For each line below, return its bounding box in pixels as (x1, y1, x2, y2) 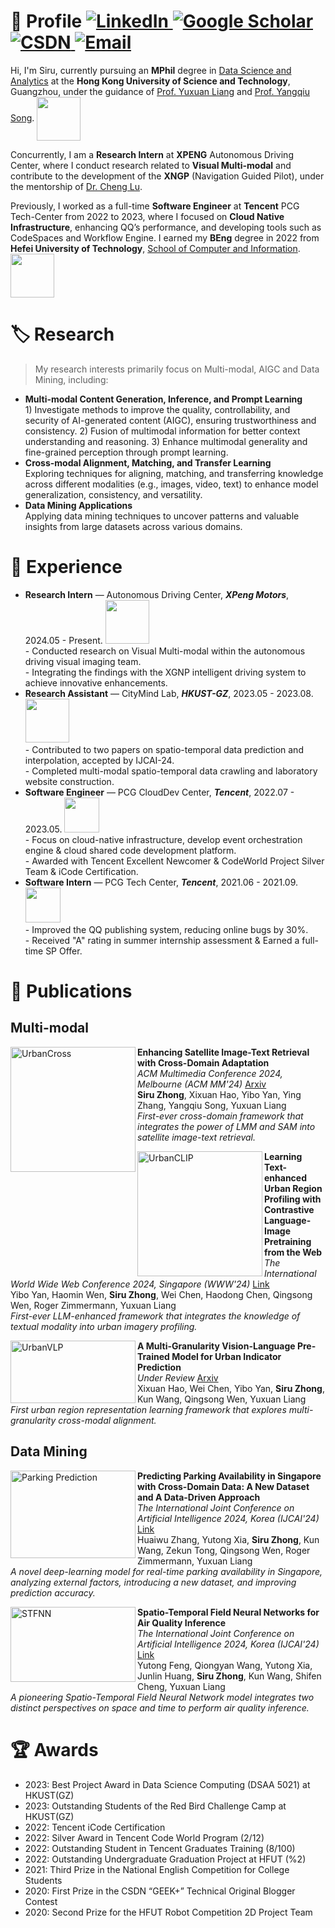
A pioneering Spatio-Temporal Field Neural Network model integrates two (10, 1691, 315, 1703)
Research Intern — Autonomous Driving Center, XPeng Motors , (24, 588, 290, 600)
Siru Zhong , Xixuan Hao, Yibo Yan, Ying (137, 1088, 302, 1100)
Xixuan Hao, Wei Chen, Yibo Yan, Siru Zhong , (137, 1382, 325, 1394)
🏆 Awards (10, 1738, 99, 1761)
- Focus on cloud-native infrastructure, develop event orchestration (24, 833, 303, 845)
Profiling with (264, 1193, 322, 1205)
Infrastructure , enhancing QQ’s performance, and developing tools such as (10, 221, 322, 233)
